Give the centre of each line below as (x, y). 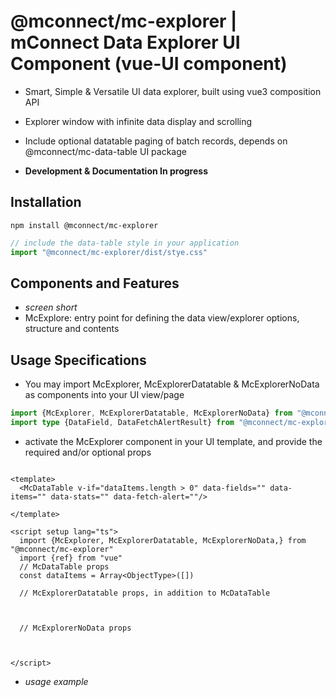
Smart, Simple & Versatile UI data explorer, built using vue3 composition (173, 91)
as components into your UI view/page (104, 395)
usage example (56, 681)
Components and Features (95, 283)
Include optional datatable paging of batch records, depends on (156, 141)
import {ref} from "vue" (71, 558)
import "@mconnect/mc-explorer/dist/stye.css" (109, 252)
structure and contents (72, 329)
